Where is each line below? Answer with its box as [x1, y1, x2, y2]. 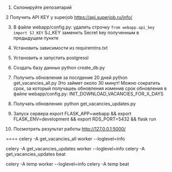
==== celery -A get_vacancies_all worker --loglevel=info [6, 136, 125, 142]
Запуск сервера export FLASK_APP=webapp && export [13, 111, 132, 116]
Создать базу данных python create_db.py [13, 65, 105, 70]
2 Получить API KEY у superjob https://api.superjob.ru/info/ [6, 14, 133, 20]
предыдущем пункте [13, 35, 59, 41]
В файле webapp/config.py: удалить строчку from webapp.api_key [13, 24, 155, 30]
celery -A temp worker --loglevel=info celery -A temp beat [6, 161, 130, 167]
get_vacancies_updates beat [6, 151, 66, 157]
